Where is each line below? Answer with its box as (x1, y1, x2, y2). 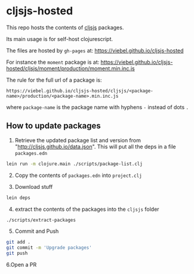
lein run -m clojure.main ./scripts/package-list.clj (6, 161, 143, 167)
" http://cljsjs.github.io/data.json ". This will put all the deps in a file (14, 143, 176, 150)
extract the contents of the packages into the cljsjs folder (14, 205, 159, 213)
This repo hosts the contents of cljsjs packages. (6, 24, 124, 31)
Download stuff (14, 183, 53, 190)
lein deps (6, 195, 31, 201)
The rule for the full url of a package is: (6, 76, 102, 83)
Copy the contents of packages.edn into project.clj (14, 172, 142, 179)
